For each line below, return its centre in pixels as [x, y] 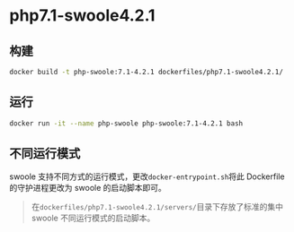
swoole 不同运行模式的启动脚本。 [93, 218]
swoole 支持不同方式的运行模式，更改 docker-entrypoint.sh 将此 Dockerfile [147, 176]
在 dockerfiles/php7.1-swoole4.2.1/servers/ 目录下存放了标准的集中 [157, 207]
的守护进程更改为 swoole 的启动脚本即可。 [88, 188]
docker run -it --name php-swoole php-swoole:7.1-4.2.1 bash [126, 123]
